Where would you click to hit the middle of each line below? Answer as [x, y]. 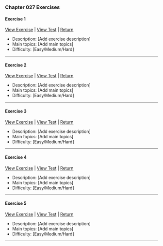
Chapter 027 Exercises [33, 7]
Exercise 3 [16, 111]
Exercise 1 [15, 19]
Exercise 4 [16, 157]
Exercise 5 [16, 203]
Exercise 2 [16, 65]
